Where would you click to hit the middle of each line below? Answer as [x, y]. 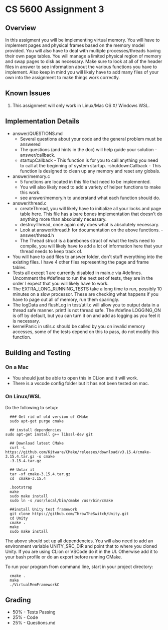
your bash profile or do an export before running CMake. [64, 557]
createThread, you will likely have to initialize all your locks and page [91, 208]
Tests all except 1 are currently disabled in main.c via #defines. [77, 273]
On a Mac [17, 367]
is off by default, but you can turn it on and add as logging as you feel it [86, 316]
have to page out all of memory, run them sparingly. [66, 299]
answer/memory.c [31, 176]
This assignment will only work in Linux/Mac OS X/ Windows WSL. [81, 105]
